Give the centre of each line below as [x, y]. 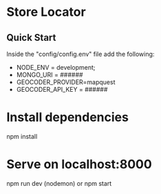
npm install [22, 136]
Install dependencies [67, 117]
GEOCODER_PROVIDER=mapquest [66, 82]
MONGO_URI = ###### [50, 75]
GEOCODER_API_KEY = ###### [62, 89]
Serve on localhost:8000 [79, 165]
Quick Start [31, 38]
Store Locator [46, 12]
